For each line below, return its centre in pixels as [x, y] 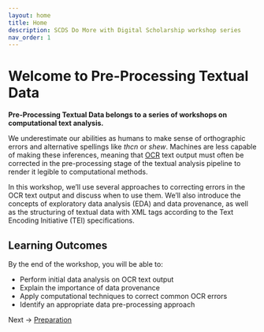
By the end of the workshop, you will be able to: [86, 264]
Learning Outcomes [58, 245]
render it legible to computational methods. [78, 172]
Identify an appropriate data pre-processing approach [107, 304]
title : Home [28, 23]
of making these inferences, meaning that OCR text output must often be [126, 155]
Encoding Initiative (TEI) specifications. [72, 220]
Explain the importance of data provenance [89, 288]
